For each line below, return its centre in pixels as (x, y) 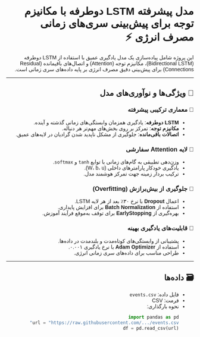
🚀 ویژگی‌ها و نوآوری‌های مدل (147, 93)
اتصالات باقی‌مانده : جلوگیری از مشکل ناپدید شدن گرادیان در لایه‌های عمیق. (97, 134)
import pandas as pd (153, 317)
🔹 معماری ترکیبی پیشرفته (161, 110)
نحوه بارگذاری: (163, 307)
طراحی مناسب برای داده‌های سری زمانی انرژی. (126, 253)
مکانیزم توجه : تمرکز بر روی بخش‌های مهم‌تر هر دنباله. (120, 128)
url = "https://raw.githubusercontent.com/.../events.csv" (104, 323)
